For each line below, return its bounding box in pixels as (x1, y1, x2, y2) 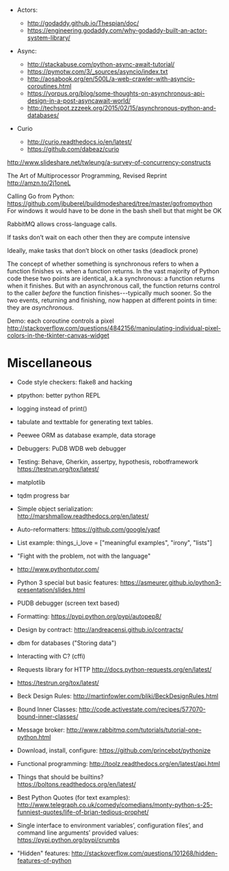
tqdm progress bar (16, 491, 70, 500)
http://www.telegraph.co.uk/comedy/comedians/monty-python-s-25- (16, 800, 213, 809)
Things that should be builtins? (16, 772, 104, 781)
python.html (16, 733, 51, 741)
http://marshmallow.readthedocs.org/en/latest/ (16, 512, 149, 520)
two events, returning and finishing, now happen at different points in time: (7, 296, 217, 304)
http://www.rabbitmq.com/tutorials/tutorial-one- (66, 726, 202, 734)
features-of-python (16, 856, 72, 864)
